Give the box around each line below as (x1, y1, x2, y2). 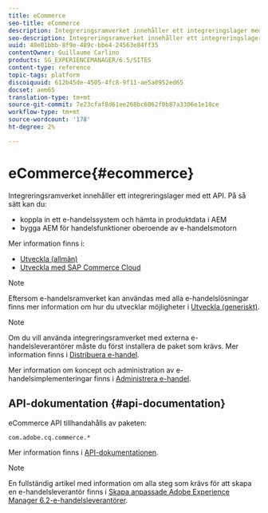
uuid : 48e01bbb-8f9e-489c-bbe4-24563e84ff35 (8, 41, 159, 49)
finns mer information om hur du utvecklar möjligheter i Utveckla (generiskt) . (8, 302, 260, 311)
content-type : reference (8, 64, 91, 72)
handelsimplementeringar (8, 373, 93, 383)
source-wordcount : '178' (8, 116, 91, 124)
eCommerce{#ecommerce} (8, 164, 195, 182)
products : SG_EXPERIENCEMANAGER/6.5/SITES (8, 57, 152, 65)
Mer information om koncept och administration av (8, 365, 175, 375)
